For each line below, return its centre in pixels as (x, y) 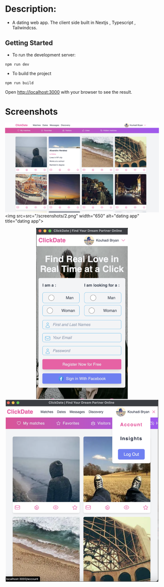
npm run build (20, 83)
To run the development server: (44, 55)
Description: (31, 9)
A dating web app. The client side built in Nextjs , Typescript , (74, 22)
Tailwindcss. (25, 27)
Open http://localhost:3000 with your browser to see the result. (69, 92)
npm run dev (17, 64)
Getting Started (29, 43)
